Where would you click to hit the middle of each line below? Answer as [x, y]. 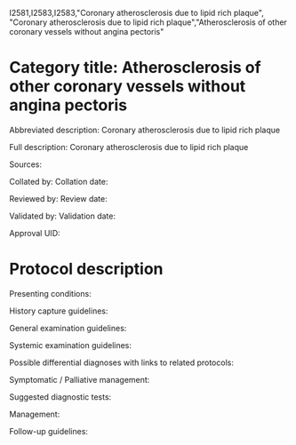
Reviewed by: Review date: [59, 198]
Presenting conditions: [50, 293]
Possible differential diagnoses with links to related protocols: [121, 362]
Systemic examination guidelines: [70, 345]
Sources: [26, 164]
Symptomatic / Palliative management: [80, 379]
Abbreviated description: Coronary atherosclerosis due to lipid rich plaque [145, 130]
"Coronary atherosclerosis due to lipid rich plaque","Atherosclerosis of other [148, 22]
